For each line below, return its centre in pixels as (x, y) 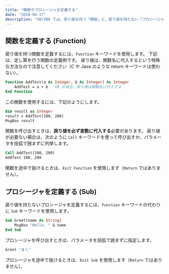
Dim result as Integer (29, 111)
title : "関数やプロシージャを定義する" (41, 10)
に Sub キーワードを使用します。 (38, 211)
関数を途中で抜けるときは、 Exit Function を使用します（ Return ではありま (83, 168)
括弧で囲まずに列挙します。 (43, 143)
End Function (19, 92)
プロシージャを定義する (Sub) (51, 192)
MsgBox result (20, 121)
